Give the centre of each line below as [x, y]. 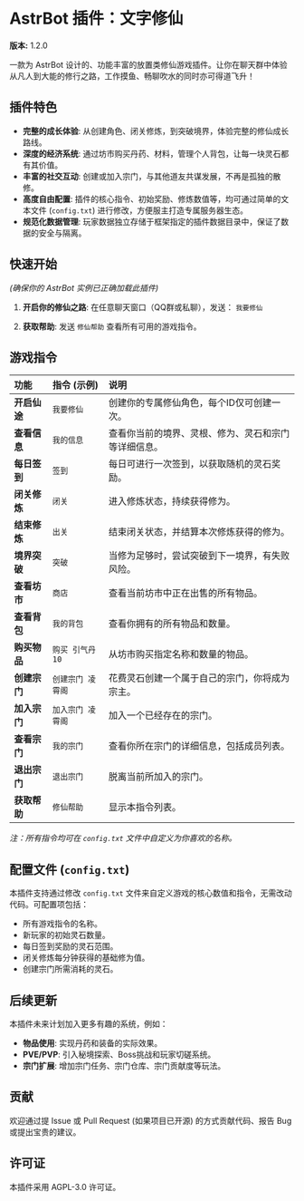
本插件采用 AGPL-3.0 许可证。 [65, 1186]
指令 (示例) [76, 385]
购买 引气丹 [75, 650]
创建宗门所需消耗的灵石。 [70, 969]
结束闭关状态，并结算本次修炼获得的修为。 [199, 532]
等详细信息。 [136, 447]
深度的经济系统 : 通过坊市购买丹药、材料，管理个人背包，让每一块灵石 [152, 153]
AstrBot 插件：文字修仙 [96, 19]
